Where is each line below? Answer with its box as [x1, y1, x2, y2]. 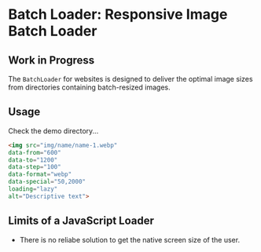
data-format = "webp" [8, 170, 72, 178]
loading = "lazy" [8, 185, 58, 193]
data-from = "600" [8, 148, 61, 156]
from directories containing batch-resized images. [8, 82, 171, 92]
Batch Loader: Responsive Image [8, 5, 228, 24]
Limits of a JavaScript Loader [8, 214, 155, 228]
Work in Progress [8, 53, 95, 67]
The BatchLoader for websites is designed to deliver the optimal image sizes [8, 75, 253, 83]
